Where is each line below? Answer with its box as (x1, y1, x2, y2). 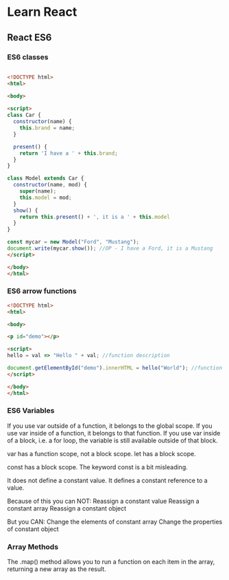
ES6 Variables (7, 406, 55, 416)
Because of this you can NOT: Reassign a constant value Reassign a (7, 497, 200, 505)
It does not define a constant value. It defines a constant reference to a (7, 476, 208, 484)
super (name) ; (19, 188, 57, 195)
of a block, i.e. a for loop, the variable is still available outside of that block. (7, 436, 218, 444)
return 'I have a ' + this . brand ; (19, 149, 118, 157)
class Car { (7, 111, 41, 119)
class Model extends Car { (7, 175, 84, 182)
